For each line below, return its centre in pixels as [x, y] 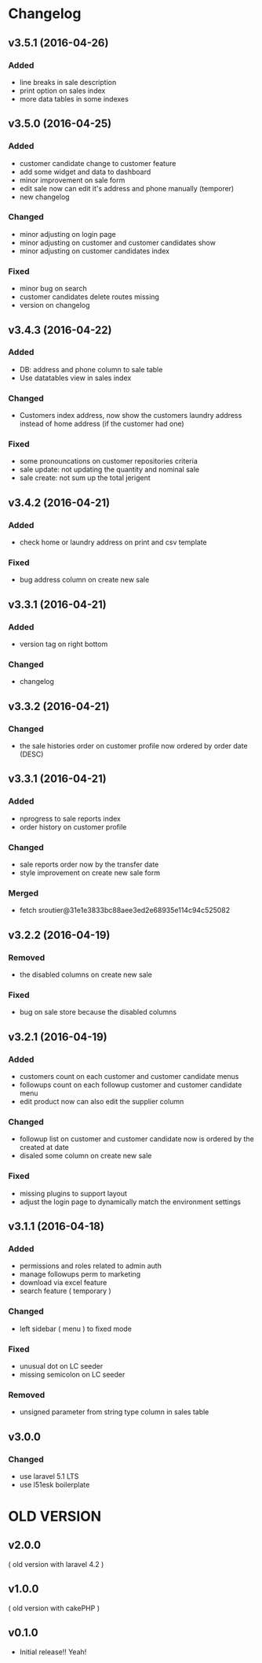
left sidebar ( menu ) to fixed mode [75, 1329]
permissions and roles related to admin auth [91, 1266]
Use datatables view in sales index [75, 378]
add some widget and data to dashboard [85, 172]
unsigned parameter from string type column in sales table [114, 1412]
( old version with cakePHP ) [54, 1608]
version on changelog [55, 305]
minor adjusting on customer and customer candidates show [117, 242]
